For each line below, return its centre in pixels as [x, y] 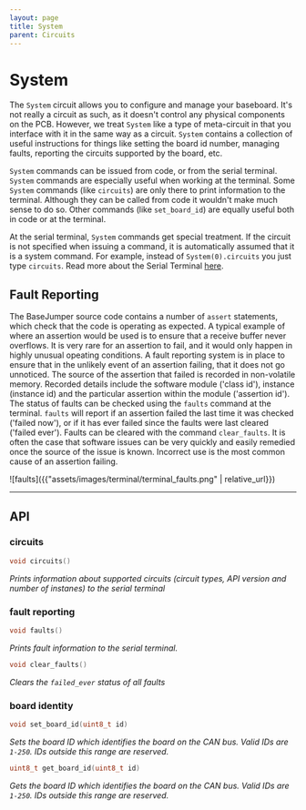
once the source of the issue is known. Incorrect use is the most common [147, 452]
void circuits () [40, 561]
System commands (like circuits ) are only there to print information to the [148, 190]
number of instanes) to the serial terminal [87, 588]
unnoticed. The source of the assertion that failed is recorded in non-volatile [153, 375]
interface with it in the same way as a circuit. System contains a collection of [151, 134]
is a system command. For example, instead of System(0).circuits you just [150, 257]
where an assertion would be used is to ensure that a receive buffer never [148, 336]
